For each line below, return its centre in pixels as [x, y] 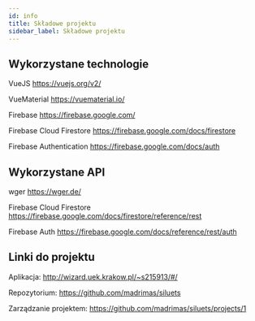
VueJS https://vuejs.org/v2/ [55, 84]
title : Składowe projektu [52, 24]
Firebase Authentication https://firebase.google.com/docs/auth [114, 146]
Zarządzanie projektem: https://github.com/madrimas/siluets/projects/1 [127, 308]
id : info [23, 16]
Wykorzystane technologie [79, 64]
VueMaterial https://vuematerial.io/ [67, 99]
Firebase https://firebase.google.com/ [72, 115]
